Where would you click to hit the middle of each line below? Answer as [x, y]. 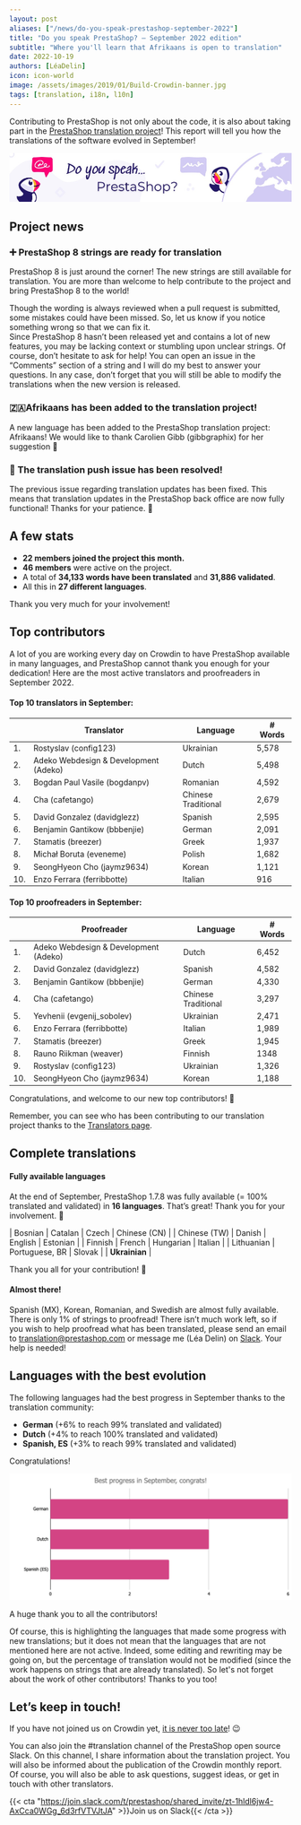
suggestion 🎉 [34, 446]
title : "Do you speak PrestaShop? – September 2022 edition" [126, 38]
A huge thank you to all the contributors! [84, 1613]
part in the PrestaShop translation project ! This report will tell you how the [145, 131]
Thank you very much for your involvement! [90, 604]
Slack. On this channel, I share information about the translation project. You [150, 1755]
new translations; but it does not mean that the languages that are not [138, 1640]
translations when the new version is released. [95, 385]
